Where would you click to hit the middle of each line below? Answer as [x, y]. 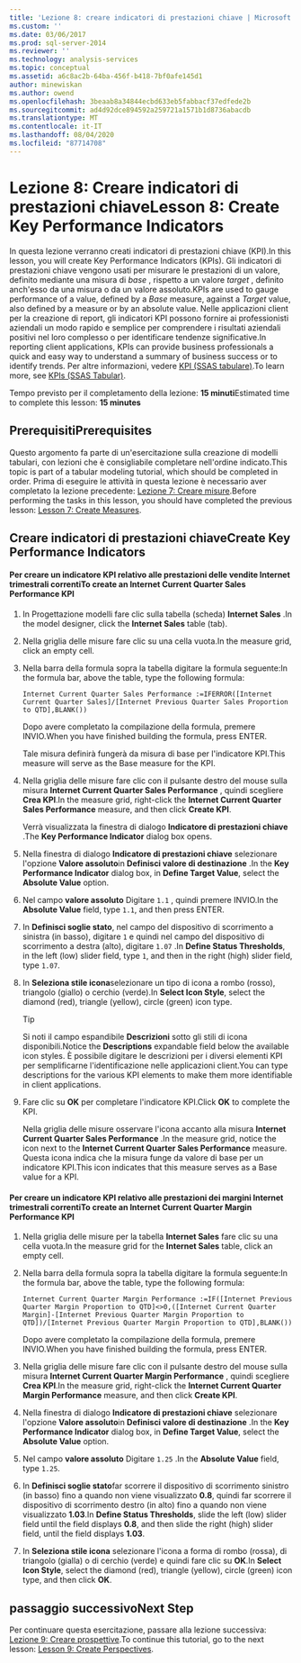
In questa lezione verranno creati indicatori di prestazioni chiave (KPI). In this [150, 251]
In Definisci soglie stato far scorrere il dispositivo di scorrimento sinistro [155, 1486]
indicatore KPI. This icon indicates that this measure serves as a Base [150, 1168]
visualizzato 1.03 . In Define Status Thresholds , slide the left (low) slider [155, 1514]
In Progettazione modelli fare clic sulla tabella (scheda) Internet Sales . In [157, 614]
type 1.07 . [41, 965]
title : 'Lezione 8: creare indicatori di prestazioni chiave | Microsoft [150, 18]
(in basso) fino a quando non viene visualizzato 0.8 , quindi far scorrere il [157, 1496]
